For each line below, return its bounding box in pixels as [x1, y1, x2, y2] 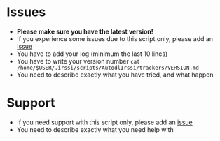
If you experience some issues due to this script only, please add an [16, 34, 214, 43]
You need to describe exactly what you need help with [16, 125, 174, 133]
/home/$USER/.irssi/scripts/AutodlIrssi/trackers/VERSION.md [16, 64, 200, 71]
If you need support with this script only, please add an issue [16, 118, 193, 126]
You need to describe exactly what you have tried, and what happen [16, 70, 214, 79]
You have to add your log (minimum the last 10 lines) [16, 50, 168, 58]
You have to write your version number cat [16, 57, 141, 65]
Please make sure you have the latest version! [16, 27, 153, 36]
